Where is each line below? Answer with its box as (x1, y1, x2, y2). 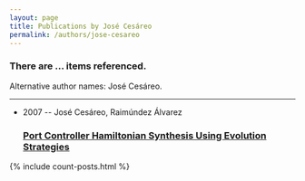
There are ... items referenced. (9, 60, 147, 72)
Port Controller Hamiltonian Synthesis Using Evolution (22, 129, 267, 141)
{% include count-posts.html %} (9, 160, 130, 172)
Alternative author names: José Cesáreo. (9, 81, 162, 91)
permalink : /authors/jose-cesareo (9, 30, 141, 39)
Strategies (22, 140, 70, 153)
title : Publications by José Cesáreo (9, 22, 152, 31)
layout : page (9, 13, 59, 23)
